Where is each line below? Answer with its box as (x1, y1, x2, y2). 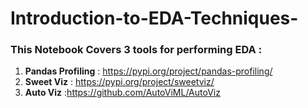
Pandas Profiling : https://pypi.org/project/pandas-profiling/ (24, 65, 273, 77)
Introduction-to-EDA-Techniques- (10, 7, 299, 30)
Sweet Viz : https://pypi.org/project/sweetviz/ (24, 76, 215, 88)
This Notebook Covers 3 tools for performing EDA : (10, 43, 263, 57)
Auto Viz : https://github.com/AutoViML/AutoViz (24, 87, 221, 99)
